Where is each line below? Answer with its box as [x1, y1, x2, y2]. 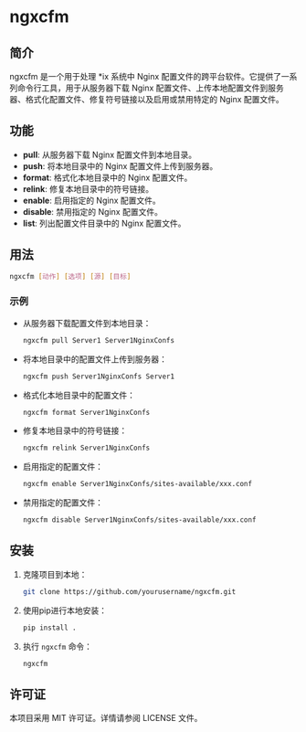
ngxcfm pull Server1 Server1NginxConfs [22, 335, 175, 345]
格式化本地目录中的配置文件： [22, 389, 135, 400]
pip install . [22, 623, 77, 632]
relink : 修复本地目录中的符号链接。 [22, 183, 153, 194]
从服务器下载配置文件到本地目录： [22, 317, 152, 328]
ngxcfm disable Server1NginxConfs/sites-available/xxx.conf [22, 515, 257, 525]
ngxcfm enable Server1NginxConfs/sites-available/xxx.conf [22, 480, 253, 489]
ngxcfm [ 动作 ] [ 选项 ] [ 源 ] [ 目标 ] [9, 271, 132, 281]
